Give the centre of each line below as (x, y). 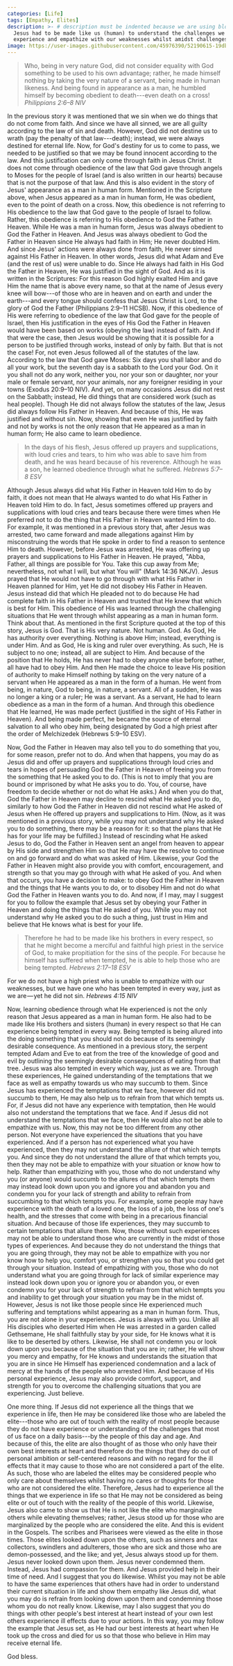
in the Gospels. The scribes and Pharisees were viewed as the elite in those (115, 1532)
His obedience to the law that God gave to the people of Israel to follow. (110, 212)
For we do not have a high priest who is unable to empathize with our (106, 981)
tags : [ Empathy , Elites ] (43, 20)
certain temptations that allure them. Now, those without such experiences (113, 1231)
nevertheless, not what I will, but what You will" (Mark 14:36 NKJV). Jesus (113, 571)
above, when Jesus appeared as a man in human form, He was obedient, (112, 197)
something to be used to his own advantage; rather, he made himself (122, 73)
